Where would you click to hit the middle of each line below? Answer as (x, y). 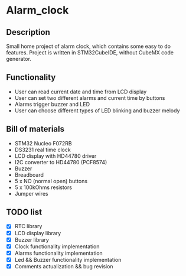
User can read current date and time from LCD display (81, 92)
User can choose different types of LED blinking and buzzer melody (97, 111)
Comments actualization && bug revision (64, 266)
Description (28, 32)
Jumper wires (31, 193)
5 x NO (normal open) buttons (51, 181)
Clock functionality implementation (57, 246)
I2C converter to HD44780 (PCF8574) (61, 162)
